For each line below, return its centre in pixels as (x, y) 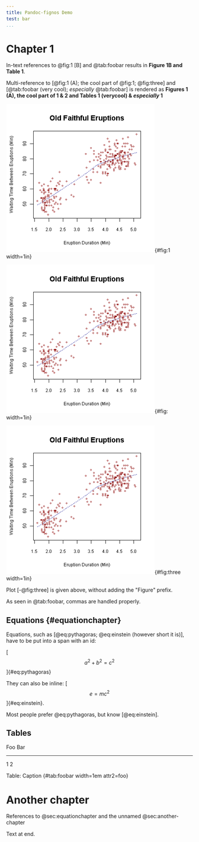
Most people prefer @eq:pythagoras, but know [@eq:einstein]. (82, 714)
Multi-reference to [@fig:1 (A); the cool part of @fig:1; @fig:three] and (91, 83)
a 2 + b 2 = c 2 (99, 662)
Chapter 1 (30, 49)
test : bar (18, 19)
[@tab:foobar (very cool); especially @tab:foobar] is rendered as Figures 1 (97, 90)
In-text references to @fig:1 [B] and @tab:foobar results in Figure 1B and (94, 65)
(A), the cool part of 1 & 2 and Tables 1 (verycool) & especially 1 (84, 96)
